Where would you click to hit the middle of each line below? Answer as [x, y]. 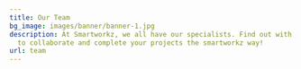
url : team [28, 51]
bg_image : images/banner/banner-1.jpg [82, 26]
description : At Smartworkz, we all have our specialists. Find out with [151, 34]
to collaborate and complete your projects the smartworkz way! [141, 43]
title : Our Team [40, 17]
